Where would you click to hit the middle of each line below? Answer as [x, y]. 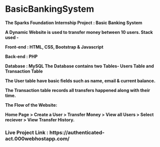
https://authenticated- [77, 132]
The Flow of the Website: [31, 105]
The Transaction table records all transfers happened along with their [78, 90]
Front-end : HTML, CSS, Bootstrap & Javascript [54, 47]
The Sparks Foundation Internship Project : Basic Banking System [74, 23]
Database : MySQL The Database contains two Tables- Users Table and [80, 66]
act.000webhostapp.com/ [37, 139]
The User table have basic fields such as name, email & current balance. [80, 81]
